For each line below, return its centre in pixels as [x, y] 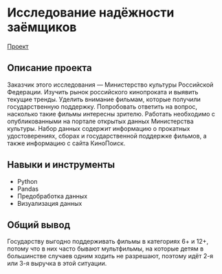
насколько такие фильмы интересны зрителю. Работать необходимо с [111, 114]
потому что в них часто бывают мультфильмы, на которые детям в [106, 249]
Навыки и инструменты [61, 165]
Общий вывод [39, 225]
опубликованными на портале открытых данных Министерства [100, 121]
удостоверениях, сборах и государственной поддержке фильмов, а [107, 136]
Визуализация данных [49, 203]
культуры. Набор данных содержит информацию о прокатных [99, 128]
